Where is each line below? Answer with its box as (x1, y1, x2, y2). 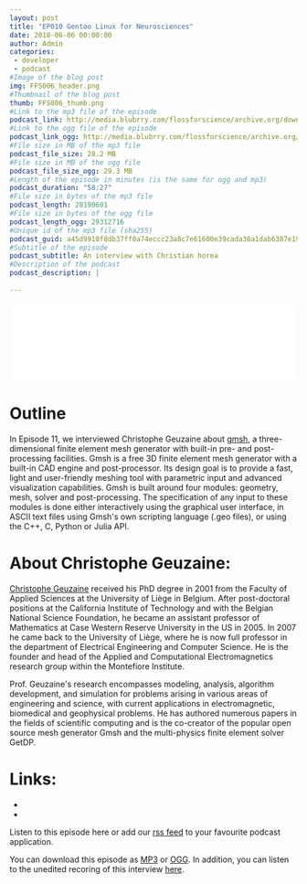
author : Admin (9, 38, 64, 48)
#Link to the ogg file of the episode (9, 124, 157, 133)
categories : (9, 48, 55, 57)
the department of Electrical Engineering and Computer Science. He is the (9, 641, 289, 652)
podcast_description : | (9, 269, 101, 278)
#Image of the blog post (9, 73, 104, 82)
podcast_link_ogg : (9, 133, 79, 142)
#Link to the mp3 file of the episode (9, 107, 157, 116)
